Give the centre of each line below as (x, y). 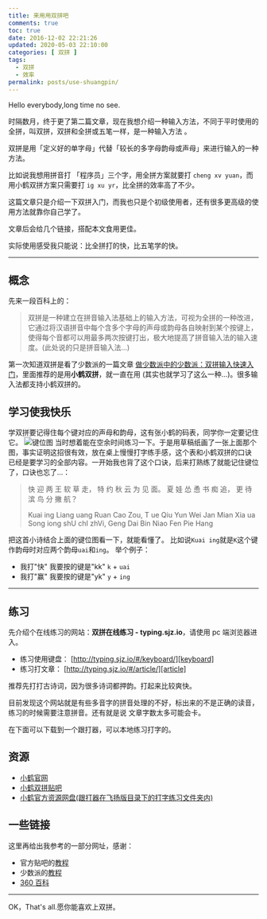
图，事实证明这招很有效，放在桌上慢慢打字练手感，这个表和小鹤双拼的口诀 (130, 452)
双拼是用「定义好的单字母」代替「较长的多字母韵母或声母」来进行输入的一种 (133, 148)
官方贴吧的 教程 (44, 863)
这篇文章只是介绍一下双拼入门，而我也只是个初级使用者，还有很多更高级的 (130, 202)
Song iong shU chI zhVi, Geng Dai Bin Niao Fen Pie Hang (120, 523)
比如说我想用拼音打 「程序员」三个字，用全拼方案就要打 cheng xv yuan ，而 (131, 175)
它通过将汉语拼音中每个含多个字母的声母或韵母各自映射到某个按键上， (143, 328)
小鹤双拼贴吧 (41, 787)
